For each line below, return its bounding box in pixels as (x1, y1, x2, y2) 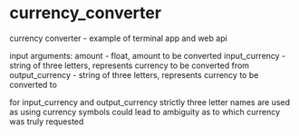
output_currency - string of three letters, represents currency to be (9, 69, 259, 80)
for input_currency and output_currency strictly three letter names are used (9, 96, 291, 107)
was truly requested (9, 116, 84, 127)
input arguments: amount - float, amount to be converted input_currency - (9, 50, 286, 61)
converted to (9, 79, 57, 90)
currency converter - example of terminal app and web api (9, 33, 228, 44)
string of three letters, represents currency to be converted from (9, 60, 250, 71)
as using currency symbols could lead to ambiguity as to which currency (9, 106, 281, 117)
